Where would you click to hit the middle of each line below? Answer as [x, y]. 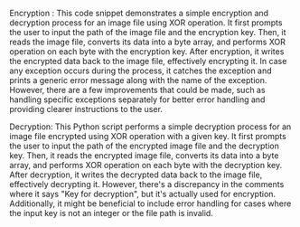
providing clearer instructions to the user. [86, 109]
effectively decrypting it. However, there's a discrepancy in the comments [147, 184]
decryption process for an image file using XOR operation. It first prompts [146, 23]
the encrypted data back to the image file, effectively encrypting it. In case [148, 61]
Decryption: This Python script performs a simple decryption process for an [150, 127]
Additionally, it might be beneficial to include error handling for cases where [150, 203]
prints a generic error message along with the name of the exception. [138, 80]
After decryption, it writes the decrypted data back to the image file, [136, 175]
